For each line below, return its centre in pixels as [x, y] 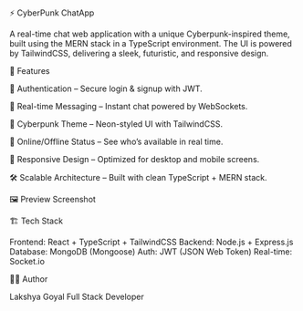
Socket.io [27, 261]
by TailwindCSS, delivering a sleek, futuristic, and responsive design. [139, 53]
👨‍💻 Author [29, 279]
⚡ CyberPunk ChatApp [52, 13]
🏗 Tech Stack [37, 221]
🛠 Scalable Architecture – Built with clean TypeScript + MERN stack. [138, 177]
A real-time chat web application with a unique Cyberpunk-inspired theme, [150, 34]
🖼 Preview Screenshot [52, 199]
